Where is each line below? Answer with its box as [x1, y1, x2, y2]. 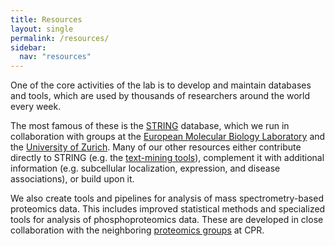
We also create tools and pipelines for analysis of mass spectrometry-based [10, 192, 324, 205]
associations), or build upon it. [10, 173, 135, 185]
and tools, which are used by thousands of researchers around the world [10, 90, 311, 102]
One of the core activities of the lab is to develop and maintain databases [10, 79, 312, 91]
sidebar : [10, 42, 47, 53]
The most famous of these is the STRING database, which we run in [10, 120, 290, 132]
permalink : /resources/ [10, 33, 110, 43]
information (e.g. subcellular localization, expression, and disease [10, 162, 281, 175]
